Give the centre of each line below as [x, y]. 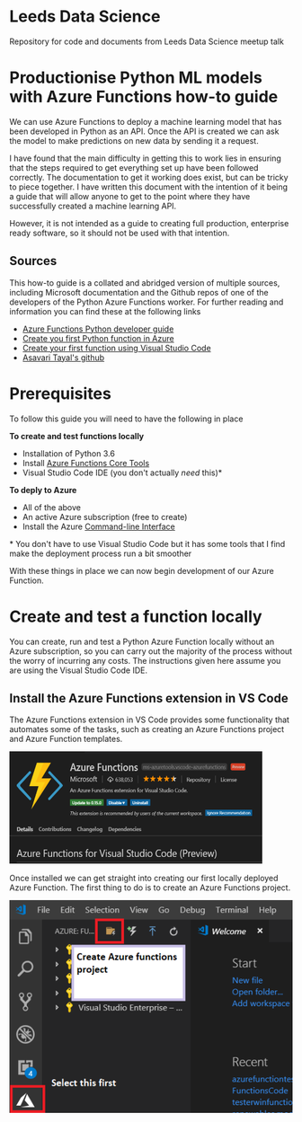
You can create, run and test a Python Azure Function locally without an [142, 641]
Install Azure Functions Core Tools [86, 463]
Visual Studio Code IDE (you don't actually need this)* [122, 473]
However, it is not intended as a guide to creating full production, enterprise [149, 223]
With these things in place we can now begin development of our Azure [142, 570]
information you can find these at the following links [105, 311]
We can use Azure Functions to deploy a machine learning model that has [146, 121]
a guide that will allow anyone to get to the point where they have [130, 196]
